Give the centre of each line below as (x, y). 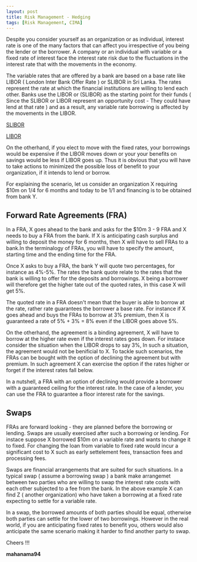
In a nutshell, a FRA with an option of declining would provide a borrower (94, 382)
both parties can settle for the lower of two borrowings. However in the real (97, 519)
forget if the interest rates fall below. (50, 370)
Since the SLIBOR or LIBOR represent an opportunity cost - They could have (98, 101)
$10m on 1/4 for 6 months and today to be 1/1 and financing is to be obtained (99, 190)
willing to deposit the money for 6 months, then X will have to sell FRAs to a (97, 242)
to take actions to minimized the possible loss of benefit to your (83, 166)
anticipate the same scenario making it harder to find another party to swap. (98, 531)
